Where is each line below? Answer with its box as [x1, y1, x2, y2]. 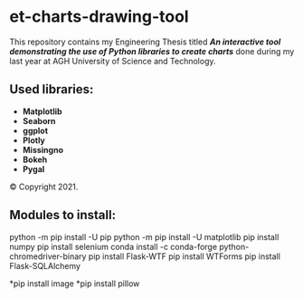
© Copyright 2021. [9, 181, 79, 192]
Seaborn [22, 115, 56, 126]
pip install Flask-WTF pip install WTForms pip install [88, 251, 280, 262]
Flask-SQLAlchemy [9, 260, 81, 271]
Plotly [22, 134, 45, 146]
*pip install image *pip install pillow [9, 278, 140, 289]
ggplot [22, 125, 48, 136]
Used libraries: [9, 82, 94, 97]
